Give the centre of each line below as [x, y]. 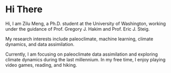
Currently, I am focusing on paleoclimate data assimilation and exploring [82, 54]
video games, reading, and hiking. [41, 65]
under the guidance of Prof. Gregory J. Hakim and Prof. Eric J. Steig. [78, 29]
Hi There [24, 9]
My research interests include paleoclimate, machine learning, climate [79, 39]
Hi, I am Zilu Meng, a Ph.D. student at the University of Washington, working [85, 23]
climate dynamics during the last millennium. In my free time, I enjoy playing [85, 59]
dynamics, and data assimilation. [40, 44]
